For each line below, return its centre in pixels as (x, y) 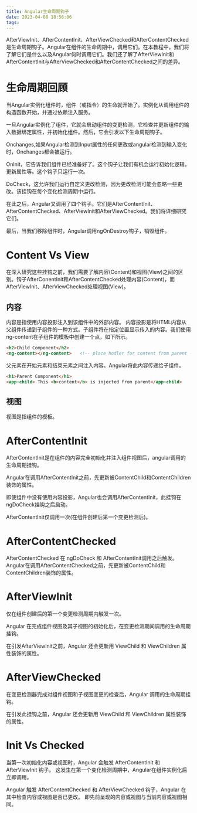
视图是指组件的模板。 (32, 417)
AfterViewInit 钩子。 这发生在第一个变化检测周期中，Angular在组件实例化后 (97, 770)
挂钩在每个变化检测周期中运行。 (60, 192)
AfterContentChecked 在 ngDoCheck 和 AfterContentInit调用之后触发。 (92, 558)
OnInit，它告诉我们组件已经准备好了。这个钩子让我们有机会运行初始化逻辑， (98, 164)
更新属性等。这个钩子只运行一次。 (47, 172)
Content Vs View (48, 255)
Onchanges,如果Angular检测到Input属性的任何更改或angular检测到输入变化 (97, 145)
